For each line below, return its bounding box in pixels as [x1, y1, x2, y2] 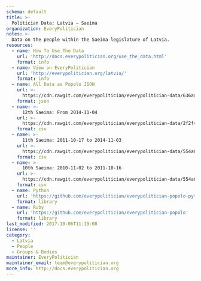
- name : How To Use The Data [11, 48, 84, 54]
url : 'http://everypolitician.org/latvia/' [17, 70, 127, 76]
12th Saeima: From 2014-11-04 [22, 109, 98, 115]
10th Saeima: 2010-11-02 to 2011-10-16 [22, 165, 121, 171]
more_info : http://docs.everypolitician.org [6, 265, 119, 272]
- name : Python [11, 187, 50, 193]
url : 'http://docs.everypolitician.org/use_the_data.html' [17, 53, 167, 59]
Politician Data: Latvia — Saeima [11, 20, 98, 26]
